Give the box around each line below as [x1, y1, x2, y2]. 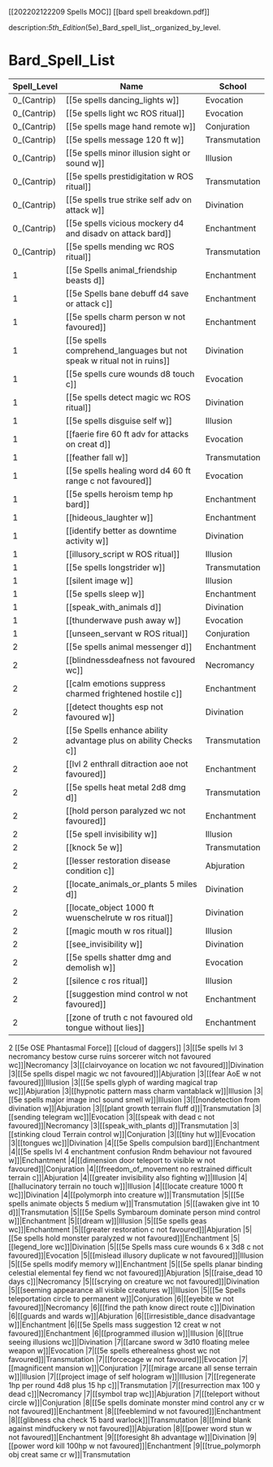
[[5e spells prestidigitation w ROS [65, 170, 193, 182]
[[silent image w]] [65, 574, 134, 586]
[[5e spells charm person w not [65, 311, 186, 323]
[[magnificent [8, 1363, 54, 1373]
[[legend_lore [8, 1241, 54, 1251]
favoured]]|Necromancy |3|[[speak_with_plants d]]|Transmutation [8, 1120, 229, 1131]
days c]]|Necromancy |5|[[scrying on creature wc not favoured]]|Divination [8, 1276, 260, 1286]
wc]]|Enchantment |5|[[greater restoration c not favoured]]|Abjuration [8, 1224, 241, 1234]
